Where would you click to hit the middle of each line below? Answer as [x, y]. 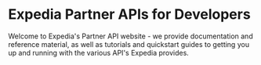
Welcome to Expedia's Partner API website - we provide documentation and [130, 36]
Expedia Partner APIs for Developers [129, 14]
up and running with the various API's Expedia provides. [99, 52]
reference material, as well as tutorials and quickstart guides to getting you [129, 44]
